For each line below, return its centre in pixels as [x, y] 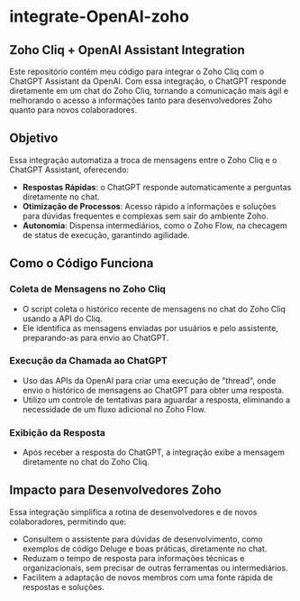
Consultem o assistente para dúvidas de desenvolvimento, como [142, 539]
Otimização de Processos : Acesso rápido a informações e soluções [149, 206]
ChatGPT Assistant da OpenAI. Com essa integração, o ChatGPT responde [148, 81]
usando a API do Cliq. [63, 319]
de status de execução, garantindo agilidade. [106, 235]
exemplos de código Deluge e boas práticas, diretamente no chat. [145, 549]
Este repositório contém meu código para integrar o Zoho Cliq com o [137, 71]
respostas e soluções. [64, 587]
